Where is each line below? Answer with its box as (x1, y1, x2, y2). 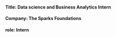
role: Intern (5, 26, 29, 32)
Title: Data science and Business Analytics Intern (5, 4, 111, 10)
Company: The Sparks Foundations (5, 15, 82, 21)
